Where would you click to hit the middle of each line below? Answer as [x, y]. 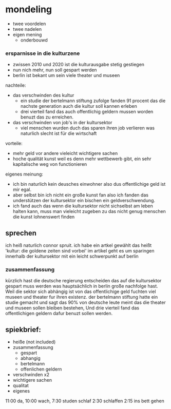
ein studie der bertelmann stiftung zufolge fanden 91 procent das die [93, 101]
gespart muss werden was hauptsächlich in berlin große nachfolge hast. [82, 286]
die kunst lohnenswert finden [44, 217]
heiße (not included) [34, 342]
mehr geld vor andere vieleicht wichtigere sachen [65, 153]
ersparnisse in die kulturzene [43, 53]
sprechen [21, 233]
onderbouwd [34, 40]
